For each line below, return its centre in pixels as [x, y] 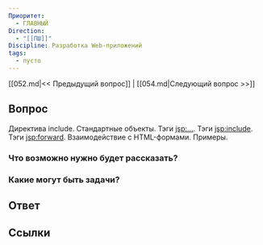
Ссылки [29, 233]
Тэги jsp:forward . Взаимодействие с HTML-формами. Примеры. [118, 137]
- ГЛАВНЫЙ [32, 23]
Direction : [27, 31]
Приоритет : [27, 16]
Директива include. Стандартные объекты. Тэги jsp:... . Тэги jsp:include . [131, 128]
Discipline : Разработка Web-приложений [75, 46]
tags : [17, 53]
